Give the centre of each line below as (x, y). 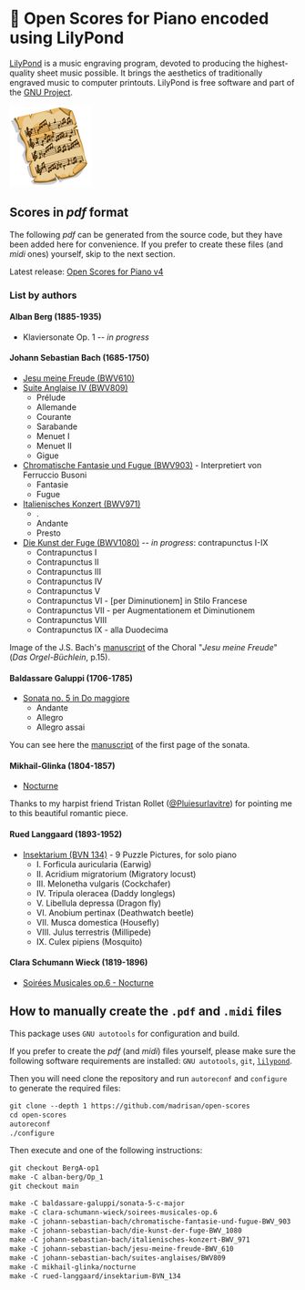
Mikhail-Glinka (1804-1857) (62, 765)
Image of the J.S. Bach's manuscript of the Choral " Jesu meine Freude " (143, 648)
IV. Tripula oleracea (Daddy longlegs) (106, 893)
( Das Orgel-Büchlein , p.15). (60, 657)
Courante (54, 417)
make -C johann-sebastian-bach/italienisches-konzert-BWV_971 (130, 1239)
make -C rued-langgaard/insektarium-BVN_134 (95, 1276)
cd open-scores (38, 1115)
